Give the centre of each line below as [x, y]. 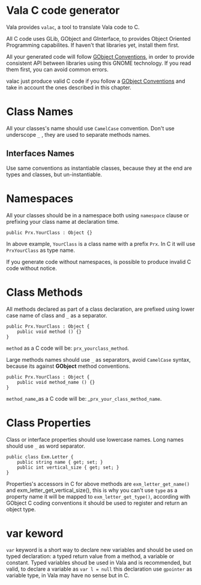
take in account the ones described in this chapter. [69, 87]
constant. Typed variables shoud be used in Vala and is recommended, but [99, 563]
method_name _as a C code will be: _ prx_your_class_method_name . [84, 398]
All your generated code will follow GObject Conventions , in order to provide [100, 56]
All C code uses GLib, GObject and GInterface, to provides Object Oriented [98, 38]
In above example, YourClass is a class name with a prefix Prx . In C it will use [101, 244]
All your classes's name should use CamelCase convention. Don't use [91, 128]
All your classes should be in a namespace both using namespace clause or [97, 215]
